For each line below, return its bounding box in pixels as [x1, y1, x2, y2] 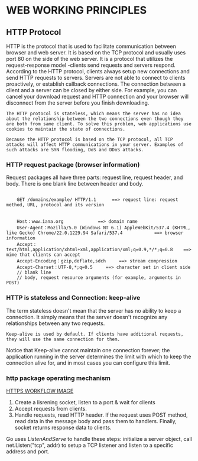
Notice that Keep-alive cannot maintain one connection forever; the [6, 346, 170, 353]
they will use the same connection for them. [6, 336, 120, 342]
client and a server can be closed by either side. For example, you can [6, 87, 177, 93]
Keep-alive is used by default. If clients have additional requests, [6, 331, 184, 337]
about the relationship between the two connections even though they [6, 116, 184, 122]
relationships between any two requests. [6, 320, 105, 327]
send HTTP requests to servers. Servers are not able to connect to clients [6, 74, 186, 81]
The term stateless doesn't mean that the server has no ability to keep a [6, 307, 181, 314]
